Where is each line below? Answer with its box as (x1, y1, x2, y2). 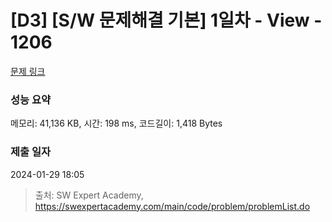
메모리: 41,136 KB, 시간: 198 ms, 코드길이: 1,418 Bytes (10, 117, 223, 130)
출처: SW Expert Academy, (34, 189, 144, 201)
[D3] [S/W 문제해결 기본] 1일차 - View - (10, 9, 323, 32)
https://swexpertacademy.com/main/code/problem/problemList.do (34, 200, 311, 212)
